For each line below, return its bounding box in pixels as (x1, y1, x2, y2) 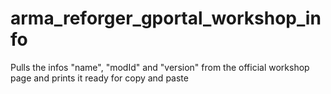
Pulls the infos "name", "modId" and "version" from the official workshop (10, 61, 310, 73)
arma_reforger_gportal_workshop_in (10, 7, 322, 30)
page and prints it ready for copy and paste (10, 72, 189, 84)
